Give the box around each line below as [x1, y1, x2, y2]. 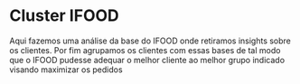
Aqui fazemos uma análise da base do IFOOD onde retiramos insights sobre [9, 35, 292, 46]
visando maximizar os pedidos [9, 64, 124, 75]
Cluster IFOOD [9, 5, 119, 26]
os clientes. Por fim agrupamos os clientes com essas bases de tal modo [9, 44, 281, 55]
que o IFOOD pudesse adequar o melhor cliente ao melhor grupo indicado [9, 54, 286, 65]
